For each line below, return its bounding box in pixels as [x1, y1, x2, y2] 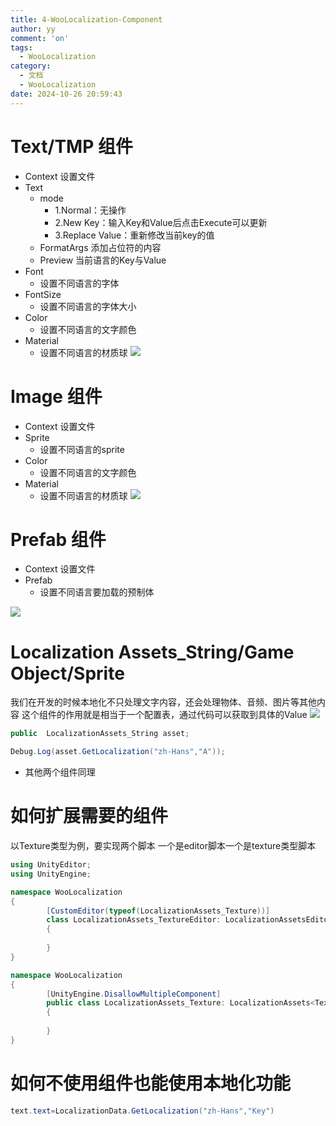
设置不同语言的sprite [39, 443, 125, 455]
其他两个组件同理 [24, 766, 96, 778]
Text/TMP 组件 [10, 135, 133, 158]
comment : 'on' [10, 33, 70, 43]
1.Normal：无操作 [54, 204, 127, 216]
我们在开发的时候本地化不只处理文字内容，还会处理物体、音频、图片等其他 [10, 696, 317, 708]
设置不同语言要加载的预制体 [39, 586, 155, 598]
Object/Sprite [10, 662, 125, 685]
